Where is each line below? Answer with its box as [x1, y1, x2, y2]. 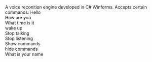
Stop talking [5, 31, 30, 36]
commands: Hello [5, 9, 41, 15]
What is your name [5, 51, 43, 57]
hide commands [5, 46, 38, 52]
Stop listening [5, 35, 33, 41]
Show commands [5, 41, 40, 46]
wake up [5, 25, 23, 31]
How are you [5, 15, 31, 20]
